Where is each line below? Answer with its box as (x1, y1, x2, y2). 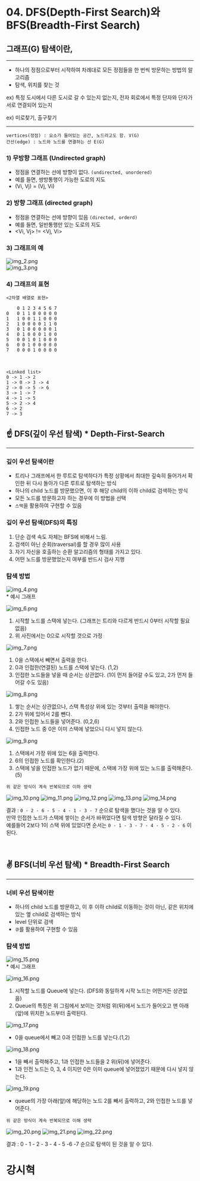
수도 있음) (26, 679, 49, 686)
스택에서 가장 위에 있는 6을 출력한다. (14, 750, 99, 757)
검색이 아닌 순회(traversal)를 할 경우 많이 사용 (14, 541, 121, 548)
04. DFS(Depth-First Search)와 (6, 5, 161, 19)
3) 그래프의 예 (6, 243, 43, 252)
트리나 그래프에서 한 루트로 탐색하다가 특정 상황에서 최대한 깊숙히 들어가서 (14, 472, 187, 479)
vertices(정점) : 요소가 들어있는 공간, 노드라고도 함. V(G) (6, 132, 140, 138)
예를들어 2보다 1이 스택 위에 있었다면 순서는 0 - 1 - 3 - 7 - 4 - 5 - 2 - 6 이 (6, 821, 192, 828)
